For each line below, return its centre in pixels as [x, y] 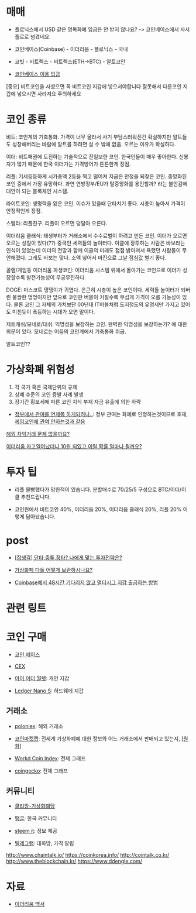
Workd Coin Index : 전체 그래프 [50, 758]
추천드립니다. [36, 497]
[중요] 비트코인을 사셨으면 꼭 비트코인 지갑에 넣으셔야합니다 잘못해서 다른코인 [94, 86]
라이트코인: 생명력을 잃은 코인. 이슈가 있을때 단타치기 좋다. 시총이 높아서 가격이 [96, 203]
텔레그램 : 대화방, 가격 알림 [44, 843]
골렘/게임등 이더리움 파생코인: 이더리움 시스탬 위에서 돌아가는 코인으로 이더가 [94, 270]
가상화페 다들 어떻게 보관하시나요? [53, 570]
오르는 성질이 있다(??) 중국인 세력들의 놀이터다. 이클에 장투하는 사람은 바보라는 [96, 243]
